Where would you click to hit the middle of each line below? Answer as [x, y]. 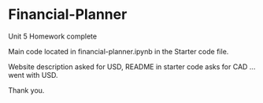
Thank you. [26, 90]
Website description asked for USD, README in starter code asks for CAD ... [132, 66]
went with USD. [33, 75]
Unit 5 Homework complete [52, 36]
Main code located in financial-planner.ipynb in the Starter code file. [119, 51]
